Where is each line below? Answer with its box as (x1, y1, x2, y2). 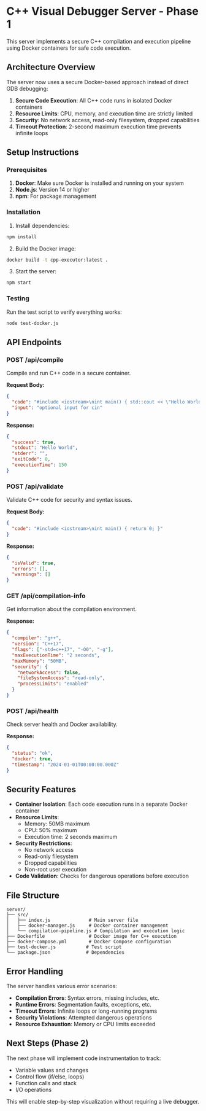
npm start (6, 279, 32, 286)
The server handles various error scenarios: (6, 983, 118, 990)
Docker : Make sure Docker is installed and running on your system (15, 179, 184, 187)
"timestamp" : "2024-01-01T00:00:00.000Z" (12, 762, 120, 768)
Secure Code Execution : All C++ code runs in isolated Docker (15, 96, 173, 104)
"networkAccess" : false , (17, 669, 81, 676)
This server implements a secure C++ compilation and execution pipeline (6, 37, 191, 45)
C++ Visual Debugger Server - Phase (6, 4, 199, 18)
